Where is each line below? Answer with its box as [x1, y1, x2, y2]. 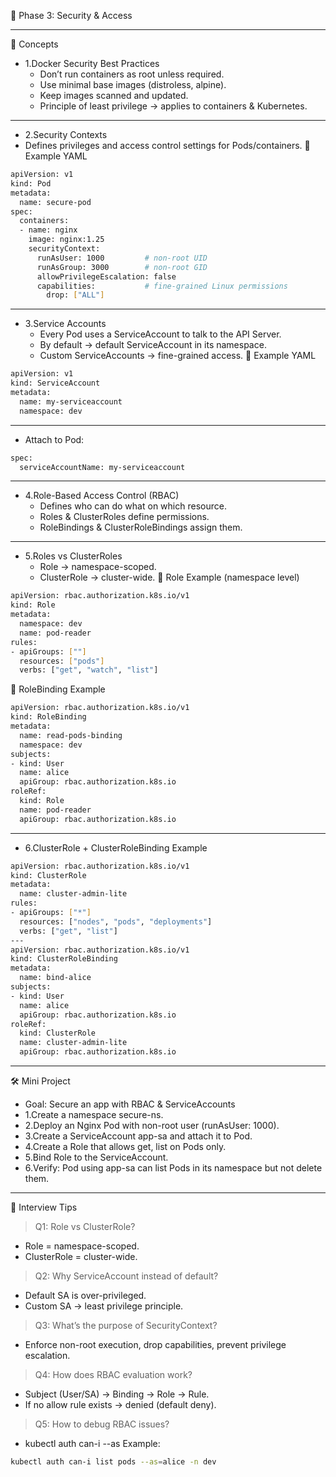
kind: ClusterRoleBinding [10, 954, 118, 964]
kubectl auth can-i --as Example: [24, 1438, 161, 1449]
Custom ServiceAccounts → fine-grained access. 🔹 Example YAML [39, 350, 317, 362]
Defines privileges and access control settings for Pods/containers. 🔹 [24, 140, 311, 151]
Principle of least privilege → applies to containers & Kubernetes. [39, 100, 308, 112]
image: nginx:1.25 [28, 235, 105, 245]
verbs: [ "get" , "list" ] [19, 926, 118, 936]
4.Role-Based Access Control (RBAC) [24, 490, 180, 502]
